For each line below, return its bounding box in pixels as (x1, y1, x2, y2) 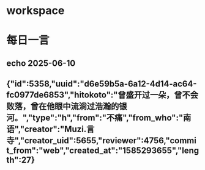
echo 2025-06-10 (6, 58, 76, 68)
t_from (6, 146, 32, 156)
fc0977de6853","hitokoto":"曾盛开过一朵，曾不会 (6, 90, 199, 101)
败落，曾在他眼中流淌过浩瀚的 (6, 101, 119, 112)
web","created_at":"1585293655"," (42, 146, 182, 156)
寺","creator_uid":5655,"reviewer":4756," (6, 135, 170, 146)
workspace (6, 4, 65, 18)
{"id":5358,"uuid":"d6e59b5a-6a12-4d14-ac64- (6, 79, 197, 89)
